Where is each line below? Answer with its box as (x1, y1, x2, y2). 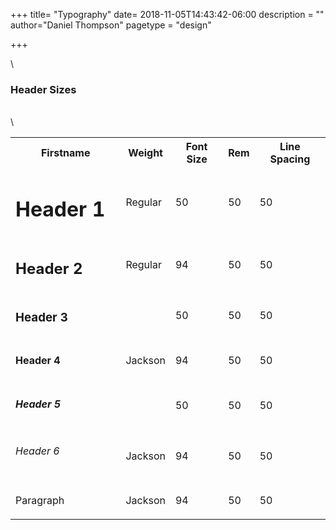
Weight (128, 146, 163, 160)
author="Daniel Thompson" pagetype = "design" (10, 19, 212, 31)
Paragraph (15, 494, 65, 508)
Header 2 (15, 259, 83, 279)
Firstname (40, 146, 91, 160)
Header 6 (15, 444, 60, 458)
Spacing (269, 152, 311, 166)
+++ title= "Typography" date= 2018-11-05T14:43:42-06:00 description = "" (10, 9, 325, 20)
